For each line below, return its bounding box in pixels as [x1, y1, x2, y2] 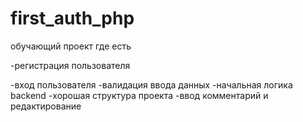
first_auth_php [10, 7, 135, 30]
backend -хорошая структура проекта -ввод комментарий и [10, 89, 269, 101]
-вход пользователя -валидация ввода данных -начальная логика [10, 78, 293, 91]
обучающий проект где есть [10, 40, 132, 52]
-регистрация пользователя [10, 59, 131, 71]
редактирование [10, 100, 82, 112]
